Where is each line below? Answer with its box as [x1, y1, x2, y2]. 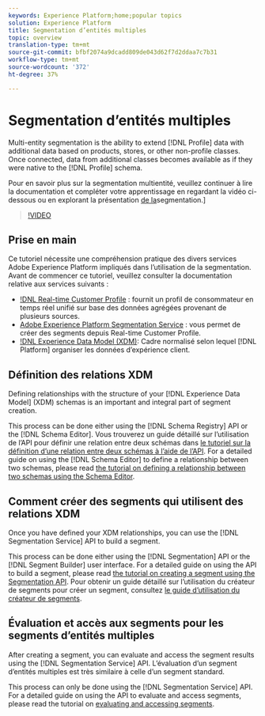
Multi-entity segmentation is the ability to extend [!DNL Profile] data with [8, 138, 244, 147]
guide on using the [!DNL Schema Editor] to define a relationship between [8, 455, 249, 464]
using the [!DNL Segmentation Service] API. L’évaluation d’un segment [8, 658, 237, 668]
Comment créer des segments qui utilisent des [8, 494, 244, 508]
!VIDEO [27, 210, 51, 220]
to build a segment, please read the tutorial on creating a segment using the [8, 569, 256, 578]
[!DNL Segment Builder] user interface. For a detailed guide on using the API [8, 560, 257, 570]
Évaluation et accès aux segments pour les [8, 616, 224, 630]
